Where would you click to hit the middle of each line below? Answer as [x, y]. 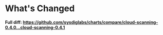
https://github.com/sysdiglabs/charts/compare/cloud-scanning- [90, 22]
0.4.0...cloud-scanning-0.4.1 [35, 27]
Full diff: [14, 22]
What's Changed [40, 9]
